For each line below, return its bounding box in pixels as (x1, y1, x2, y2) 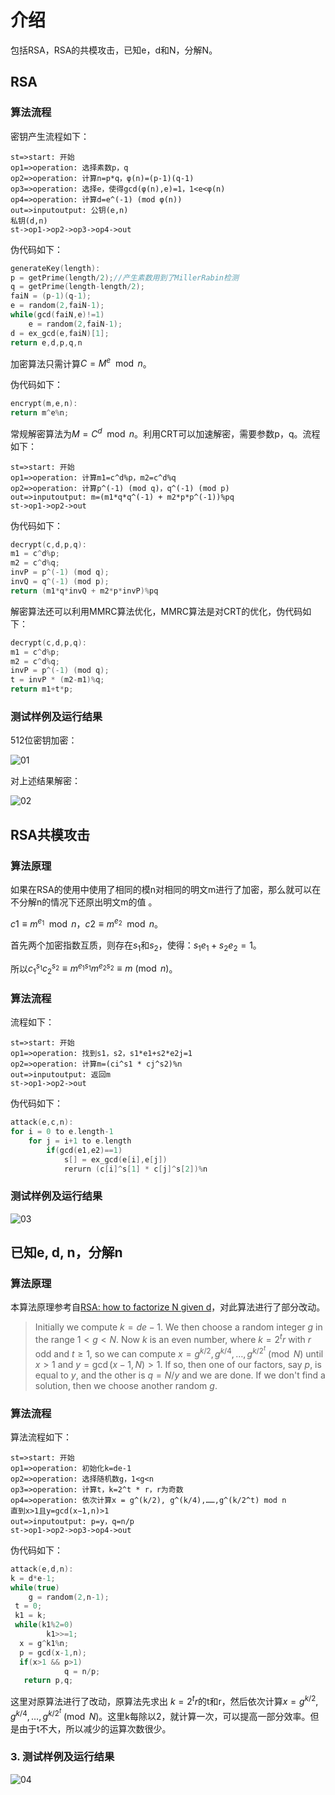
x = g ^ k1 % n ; (19, 1638, 70, 1648)
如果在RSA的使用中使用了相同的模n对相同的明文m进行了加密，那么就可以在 (10, 884, 322, 896)
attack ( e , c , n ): (10, 1117, 74, 1128)
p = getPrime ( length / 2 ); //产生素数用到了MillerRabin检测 (10, 272, 239, 283)
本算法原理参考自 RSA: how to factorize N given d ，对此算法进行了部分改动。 (10, 1301, 326, 1313)
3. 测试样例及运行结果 (10, 1750, 115, 1764)
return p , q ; (23, 1676, 74, 1686)
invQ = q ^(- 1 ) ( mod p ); (10, 577, 110, 587)
